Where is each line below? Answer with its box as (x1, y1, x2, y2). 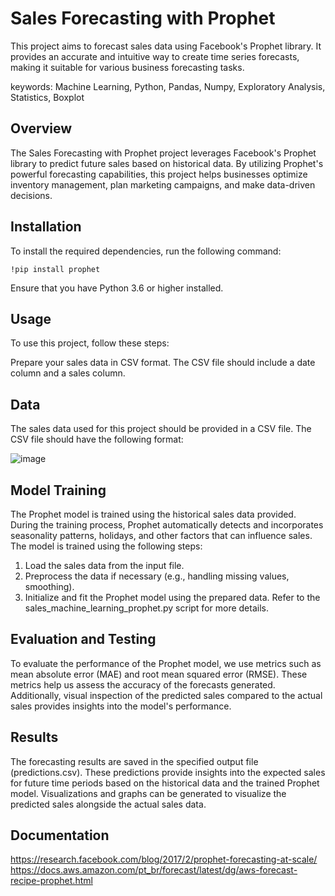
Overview (10, 120, 73, 137)
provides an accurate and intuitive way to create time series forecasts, (10, 50, 300, 62)
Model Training (10, 482, 107, 499)
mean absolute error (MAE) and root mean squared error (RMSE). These (10, 668, 308, 680)
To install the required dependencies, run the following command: (10, 245, 282, 257)
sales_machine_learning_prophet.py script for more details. (24, 602, 269, 614)
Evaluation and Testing (10, 631, 157, 648)
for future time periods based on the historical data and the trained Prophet (10, 777, 320, 789)
